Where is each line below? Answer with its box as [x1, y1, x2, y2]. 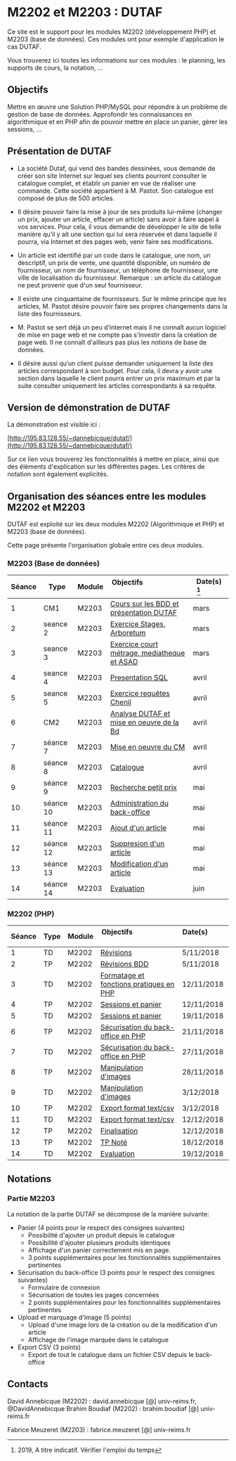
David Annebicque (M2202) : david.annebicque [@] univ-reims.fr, [7, 1396, 197, 1405]
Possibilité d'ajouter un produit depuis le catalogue [27, 1231, 176, 1239]
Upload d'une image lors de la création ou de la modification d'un [27, 1320, 218, 1329]
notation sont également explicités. [7, 470, 109, 479]
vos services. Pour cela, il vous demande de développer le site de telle [17, 222, 222, 230]
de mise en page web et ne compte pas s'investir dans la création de [17, 330, 217, 339]
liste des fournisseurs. [17, 309, 82, 318]
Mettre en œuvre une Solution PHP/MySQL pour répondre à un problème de [7, 103, 228, 111]
